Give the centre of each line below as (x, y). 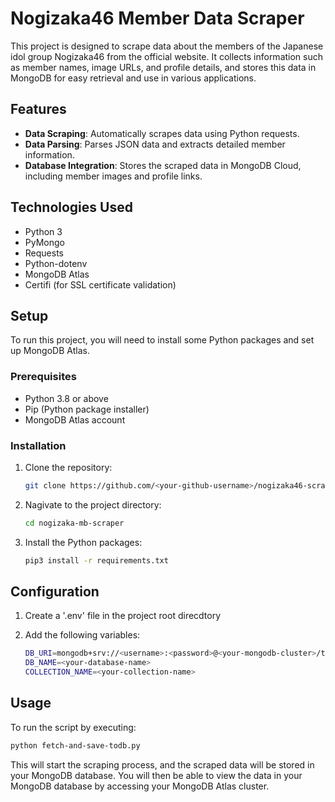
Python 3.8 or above (66, 398)
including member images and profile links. (113, 176)
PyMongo (44, 242)
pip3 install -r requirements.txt (96, 560)
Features (38, 109)
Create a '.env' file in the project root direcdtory (123, 616)
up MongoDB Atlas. (50, 351)
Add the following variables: (82, 635)
